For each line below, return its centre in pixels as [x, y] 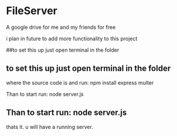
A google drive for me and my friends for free [61, 27]
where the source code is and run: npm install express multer [80, 82]
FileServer [32, 11]
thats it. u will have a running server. [50, 127]
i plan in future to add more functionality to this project [72, 38]
